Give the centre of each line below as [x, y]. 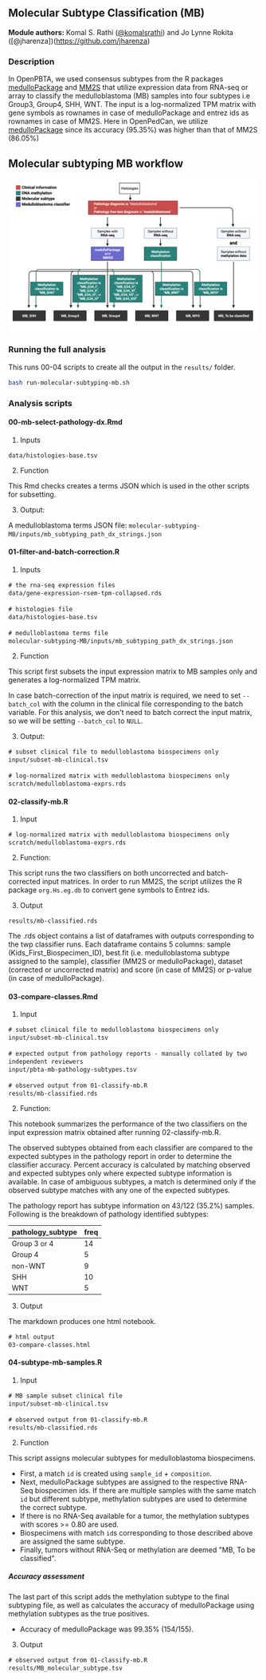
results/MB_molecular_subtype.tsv [66, 1668]
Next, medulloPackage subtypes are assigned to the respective [124, 1482]
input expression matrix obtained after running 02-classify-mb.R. [115, 1133]
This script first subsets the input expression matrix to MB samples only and [133, 672]
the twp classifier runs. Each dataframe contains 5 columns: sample [119, 944]
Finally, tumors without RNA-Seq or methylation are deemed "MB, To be [138, 1550]
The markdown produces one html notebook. [82, 1321]
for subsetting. [32, 494]
